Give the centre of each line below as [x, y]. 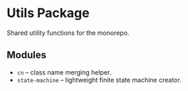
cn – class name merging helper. [64, 72]
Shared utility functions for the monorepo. [68, 33]
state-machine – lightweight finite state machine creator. [99, 80]
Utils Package [48, 13]
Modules [27, 55]
